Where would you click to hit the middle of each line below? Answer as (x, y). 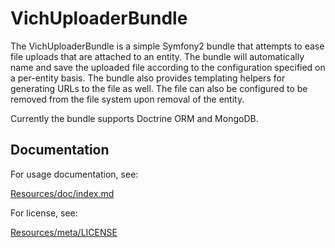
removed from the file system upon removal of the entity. (127, 99)
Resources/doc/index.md (62, 193)
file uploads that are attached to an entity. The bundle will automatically (157, 56)
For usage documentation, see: (74, 174)
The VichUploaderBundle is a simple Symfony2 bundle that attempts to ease (167, 46)
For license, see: (44, 213)
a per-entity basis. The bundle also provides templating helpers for (148, 78)
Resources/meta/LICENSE (64, 232)
